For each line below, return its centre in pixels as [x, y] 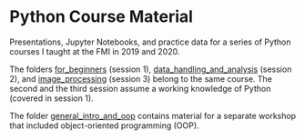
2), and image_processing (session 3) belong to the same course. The [141, 78]
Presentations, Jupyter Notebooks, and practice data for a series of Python [150, 42]
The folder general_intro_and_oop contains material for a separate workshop [153, 115]
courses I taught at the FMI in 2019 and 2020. [95, 51]
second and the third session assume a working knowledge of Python [140, 88]
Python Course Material [102, 17]
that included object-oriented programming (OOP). [104, 125]
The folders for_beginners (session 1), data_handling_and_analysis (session [151, 69]
